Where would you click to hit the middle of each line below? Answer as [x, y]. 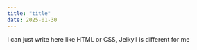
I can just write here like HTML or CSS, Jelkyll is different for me [98, 39]
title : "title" [29, 13]
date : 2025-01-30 [32, 20]
